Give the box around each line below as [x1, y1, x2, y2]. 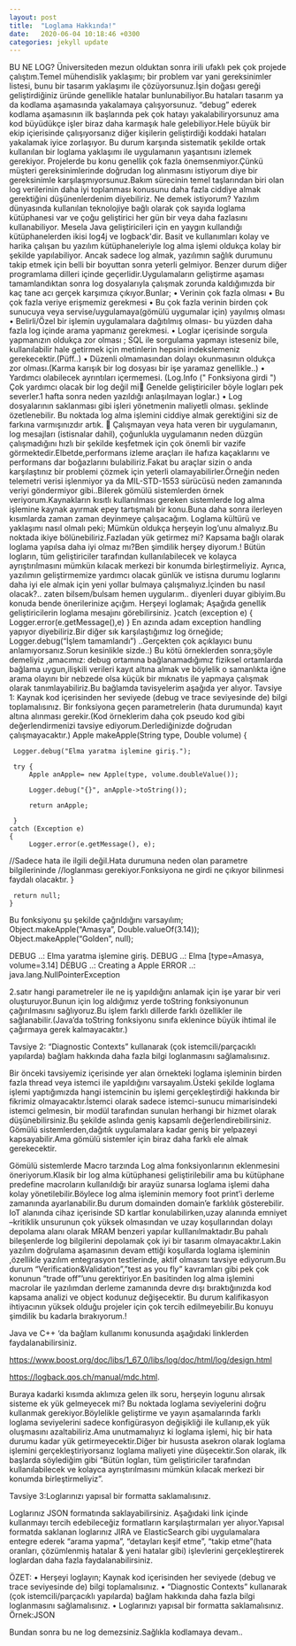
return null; [12, 892, 62, 900]
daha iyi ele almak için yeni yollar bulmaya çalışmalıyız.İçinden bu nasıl [9, 579, 266, 590]
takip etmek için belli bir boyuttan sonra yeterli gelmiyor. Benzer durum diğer [9, 259, 287, 270]
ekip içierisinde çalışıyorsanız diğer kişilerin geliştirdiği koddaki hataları [9, 128, 267, 138]
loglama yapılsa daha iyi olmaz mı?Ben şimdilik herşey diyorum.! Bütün [9, 542, 266, 553]
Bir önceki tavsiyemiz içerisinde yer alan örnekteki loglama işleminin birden [9, 1068, 283, 1078]
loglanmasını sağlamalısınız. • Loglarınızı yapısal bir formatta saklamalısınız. [9, 1600, 285, 1611]
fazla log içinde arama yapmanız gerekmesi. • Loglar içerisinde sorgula [9, 325, 268, 336]
